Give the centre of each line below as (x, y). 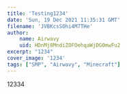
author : (18, 33)
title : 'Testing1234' (38, 13)
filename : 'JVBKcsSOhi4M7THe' (50, 26)
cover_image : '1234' (37, 58)
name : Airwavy (39, 39)
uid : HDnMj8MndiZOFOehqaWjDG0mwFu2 (70, 45)
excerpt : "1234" (30, 52)
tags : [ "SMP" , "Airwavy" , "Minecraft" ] (64, 64)
